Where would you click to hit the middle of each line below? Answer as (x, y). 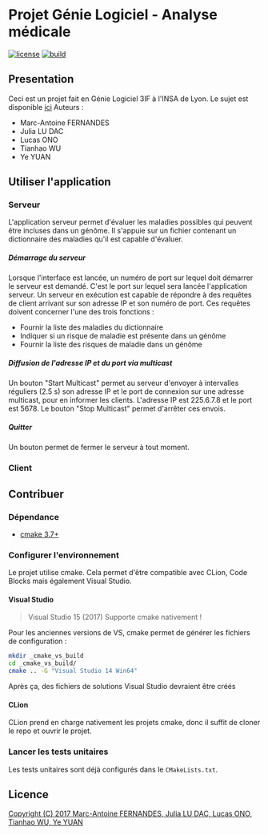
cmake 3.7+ (39, 534)
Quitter (20, 427)
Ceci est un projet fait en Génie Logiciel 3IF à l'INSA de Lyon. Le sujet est (128, 99)
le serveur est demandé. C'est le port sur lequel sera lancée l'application (128, 286)
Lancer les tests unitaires (58, 752)
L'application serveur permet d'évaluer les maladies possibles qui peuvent (130, 222)
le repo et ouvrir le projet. (50, 731)
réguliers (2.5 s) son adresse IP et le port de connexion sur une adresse (126, 391)
